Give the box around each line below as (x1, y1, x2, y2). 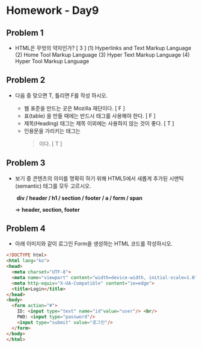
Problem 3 (6, 158, 46, 168)
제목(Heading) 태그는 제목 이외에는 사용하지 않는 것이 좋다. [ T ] (23, 119, 174, 127)
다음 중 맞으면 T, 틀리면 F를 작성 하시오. (14, 92, 108, 99)
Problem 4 (6, 224, 46, 234)
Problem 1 (6, 28, 44, 38)
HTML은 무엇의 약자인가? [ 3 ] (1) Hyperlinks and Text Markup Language (14, 45, 191, 51)
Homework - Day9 (6, 4, 99, 17)
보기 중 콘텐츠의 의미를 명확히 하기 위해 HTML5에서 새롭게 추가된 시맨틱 (14, 174, 185, 182)
